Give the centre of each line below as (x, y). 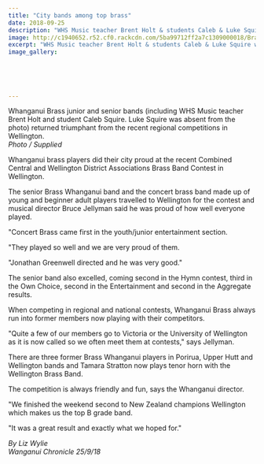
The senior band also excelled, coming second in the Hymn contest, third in (130, 278)
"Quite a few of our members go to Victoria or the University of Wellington (128, 334)
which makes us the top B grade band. (71, 413)
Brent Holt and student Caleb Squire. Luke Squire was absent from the (122, 120)
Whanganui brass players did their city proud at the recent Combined (120, 160)
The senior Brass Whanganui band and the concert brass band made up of (129, 192)
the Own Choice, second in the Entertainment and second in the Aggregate (130, 286)
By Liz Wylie (28, 444)
